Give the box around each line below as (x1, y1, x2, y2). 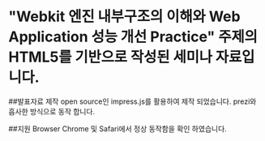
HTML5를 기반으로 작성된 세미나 (8, 48, 213, 66)
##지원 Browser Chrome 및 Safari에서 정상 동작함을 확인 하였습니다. (8, 123, 227, 134)
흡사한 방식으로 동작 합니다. (8, 106, 96, 116)
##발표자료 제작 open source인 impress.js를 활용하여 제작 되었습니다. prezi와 (8, 96, 257, 106)
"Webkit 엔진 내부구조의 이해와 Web (8, 7, 241, 26)
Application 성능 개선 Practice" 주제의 (8, 28, 258, 46)
